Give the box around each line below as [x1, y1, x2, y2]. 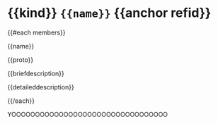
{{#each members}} [7, 28, 66, 37]
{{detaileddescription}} [7, 82, 74, 91]
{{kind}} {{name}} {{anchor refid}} [7, 5, 212, 21]
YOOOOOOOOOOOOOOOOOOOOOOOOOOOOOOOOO [7, 110, 168, 118]
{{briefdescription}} [7, 69, 65, 77]
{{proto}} [7, 55, 34, 64]
